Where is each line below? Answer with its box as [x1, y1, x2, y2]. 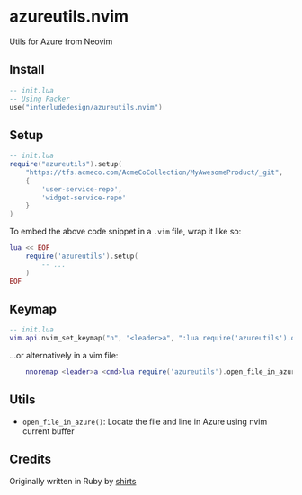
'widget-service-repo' [41, 193, 127, 202]
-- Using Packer [9, 94, 70, 103]
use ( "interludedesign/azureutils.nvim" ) [9, 102, 164, 111]
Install [9, 62, 45, 77]
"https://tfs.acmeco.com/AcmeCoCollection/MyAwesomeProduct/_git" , [25, 168, 283, 177]
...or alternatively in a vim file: [9, 350, 119, 361]
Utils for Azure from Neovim [9, 36, 113, 47]
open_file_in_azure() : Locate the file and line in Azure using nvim [22, 416, 268, 427]
